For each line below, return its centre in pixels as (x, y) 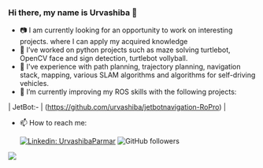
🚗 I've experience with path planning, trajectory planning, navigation (130, 67)
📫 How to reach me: (53, 123)
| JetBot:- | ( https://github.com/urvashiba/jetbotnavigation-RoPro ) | (117, 107)
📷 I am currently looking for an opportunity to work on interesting (126, 30)
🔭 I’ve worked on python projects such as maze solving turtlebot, (125, 50)
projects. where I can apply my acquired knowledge (104, 42)
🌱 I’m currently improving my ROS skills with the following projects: (128, 92)
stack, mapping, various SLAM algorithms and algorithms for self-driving (137, 75)
